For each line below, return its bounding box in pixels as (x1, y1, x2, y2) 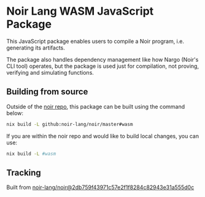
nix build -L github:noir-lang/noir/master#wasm (6, 121, 133, 127)
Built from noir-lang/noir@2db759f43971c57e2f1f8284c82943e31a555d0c (6, 184, 195, 191)
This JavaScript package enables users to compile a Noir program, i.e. (6, 37, 184, 45)
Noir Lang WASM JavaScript (6, 4, 154, 18)
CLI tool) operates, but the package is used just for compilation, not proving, (6, 62, 199, 70)
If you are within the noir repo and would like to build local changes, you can (6, 132, 199, 139)
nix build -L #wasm (6, 151, 56, 157)
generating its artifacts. (6, 44, 66, 51)
